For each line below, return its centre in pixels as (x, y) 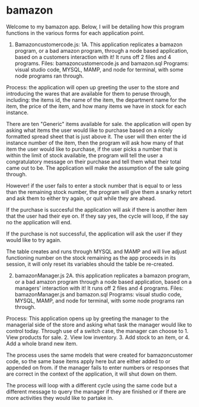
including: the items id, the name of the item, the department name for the (96, 100)
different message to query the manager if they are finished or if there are (96, 392)
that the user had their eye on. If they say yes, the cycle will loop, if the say (97, 216)
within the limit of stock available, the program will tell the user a (84, 155)
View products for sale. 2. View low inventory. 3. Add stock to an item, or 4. (98, 337)
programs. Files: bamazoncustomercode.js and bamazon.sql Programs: (102, 63)
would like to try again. (34, 240)
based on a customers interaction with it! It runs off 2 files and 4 (93, 57)
